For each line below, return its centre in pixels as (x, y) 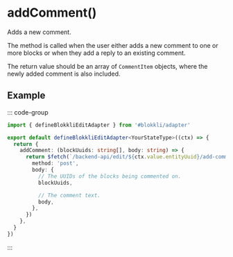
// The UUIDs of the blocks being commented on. (110, 176)
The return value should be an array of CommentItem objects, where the (107, 66)
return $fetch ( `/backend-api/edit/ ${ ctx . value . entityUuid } (112, 157)
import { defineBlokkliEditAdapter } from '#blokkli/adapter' (99, 125)
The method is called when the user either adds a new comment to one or (113, 45)
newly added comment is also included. (64, 74)
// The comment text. (69, 195)
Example (26, 96)
